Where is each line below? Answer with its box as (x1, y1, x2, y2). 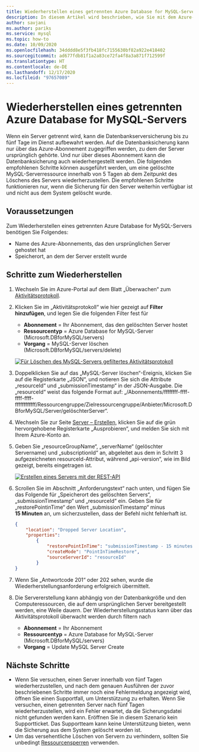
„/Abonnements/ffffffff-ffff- (124, 388, 190, 395)
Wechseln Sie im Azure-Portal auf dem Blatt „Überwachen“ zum (14, 285, 171, 292)
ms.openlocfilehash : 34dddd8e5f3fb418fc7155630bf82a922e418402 (6, 47, 166, 53)
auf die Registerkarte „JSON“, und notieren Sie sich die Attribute (14, 375, 172, 383)
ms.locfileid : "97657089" (6, 75, 70, 81)
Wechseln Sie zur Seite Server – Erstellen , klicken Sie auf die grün (14, 419, 176, 426)
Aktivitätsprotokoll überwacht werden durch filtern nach (14, 613, 151, 620)
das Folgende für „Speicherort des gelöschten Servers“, (14, 490, 151, 498)
